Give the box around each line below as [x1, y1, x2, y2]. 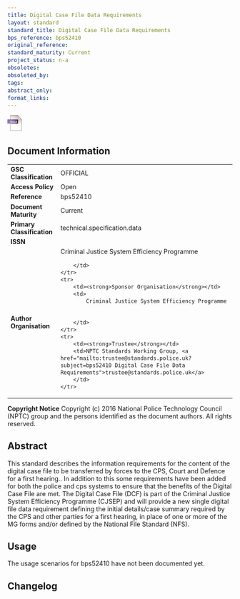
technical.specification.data [60, 223, 141, 232]
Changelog [7, 580, 58, 592]
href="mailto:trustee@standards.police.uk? [60, 355, 192, 362]
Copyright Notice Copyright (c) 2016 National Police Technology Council [7, 404, 223, 413]
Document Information [7, 145, 111, 157]
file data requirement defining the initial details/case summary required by [7, 504, 225, 513]
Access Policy [10, 183, 54, 191]
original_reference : [7, 41, 69, 49]
